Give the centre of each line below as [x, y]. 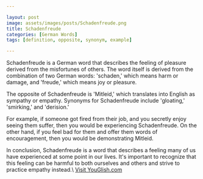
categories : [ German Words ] [42, 34]
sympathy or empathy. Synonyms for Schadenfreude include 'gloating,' [96, 101]
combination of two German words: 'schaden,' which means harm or [92, 76]
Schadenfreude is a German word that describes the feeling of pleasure [96, 63]
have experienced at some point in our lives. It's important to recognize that [101, 157]
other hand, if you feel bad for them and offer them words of [82, 132]
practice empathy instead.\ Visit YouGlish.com [64, 170]
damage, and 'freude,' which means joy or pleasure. [72, 82]
